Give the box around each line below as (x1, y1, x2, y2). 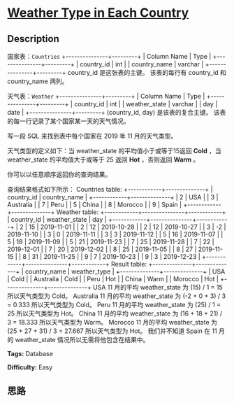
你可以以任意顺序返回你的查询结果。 (7, 170, 112, 178)
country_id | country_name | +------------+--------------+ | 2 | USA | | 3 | (7, 193, 219, 201)
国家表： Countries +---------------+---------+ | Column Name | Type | (7, 52, 212, 60)
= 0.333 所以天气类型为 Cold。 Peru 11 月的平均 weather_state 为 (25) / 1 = (7, 301, 221, 309)
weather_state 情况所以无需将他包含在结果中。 (15, 336, 149, 344)
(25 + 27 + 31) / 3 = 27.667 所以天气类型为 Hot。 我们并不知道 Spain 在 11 (7, 327, 218, 335)
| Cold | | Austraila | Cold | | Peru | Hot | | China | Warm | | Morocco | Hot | (7, 275, 219, 283)
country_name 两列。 (7, 77, 68, 85)
